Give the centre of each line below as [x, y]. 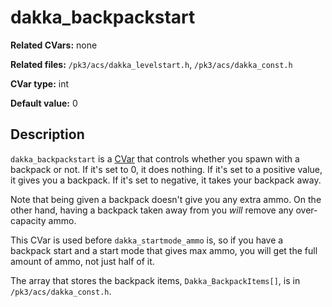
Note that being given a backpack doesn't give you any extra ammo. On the [166, 199]
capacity [28, 220]
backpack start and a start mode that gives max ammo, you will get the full [164, 250]
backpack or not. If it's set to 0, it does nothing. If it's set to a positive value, [166, 169]
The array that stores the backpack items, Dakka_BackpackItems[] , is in [155, 280]
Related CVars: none [54, 45]
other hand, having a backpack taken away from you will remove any [152, 210]
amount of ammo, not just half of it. [82, 261]
